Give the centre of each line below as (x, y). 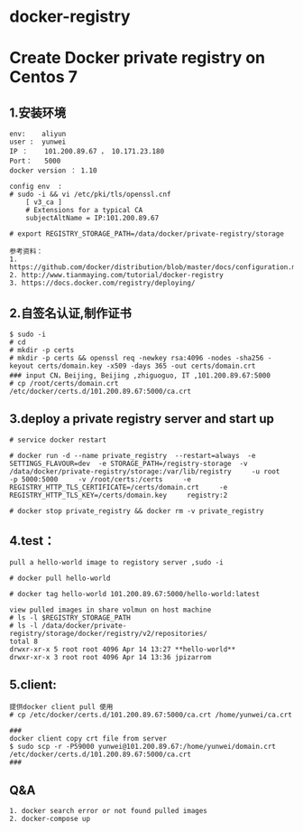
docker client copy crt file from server (88, 739)
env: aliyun (38, 134)
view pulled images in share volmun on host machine (110, 610)
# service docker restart (58, 440)
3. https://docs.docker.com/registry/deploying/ (102, 283)
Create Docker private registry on (138, 58)
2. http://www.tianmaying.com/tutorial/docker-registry (116, 276)
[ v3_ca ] (44, 202)
